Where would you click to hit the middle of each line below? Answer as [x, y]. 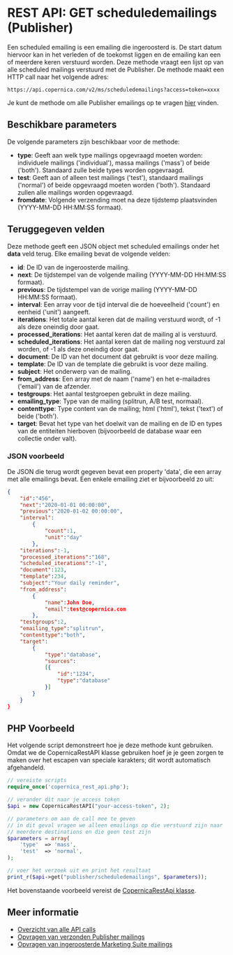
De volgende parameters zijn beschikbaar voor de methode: [93, 141]
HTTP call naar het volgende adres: [58, 77]
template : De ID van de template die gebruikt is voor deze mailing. [112, 364]
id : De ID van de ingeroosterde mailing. [74, 267]
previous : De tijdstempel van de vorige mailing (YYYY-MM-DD [107, 289]
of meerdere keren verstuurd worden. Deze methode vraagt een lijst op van [116, 62]
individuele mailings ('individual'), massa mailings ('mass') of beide [114, 162]
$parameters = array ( [39, 838]
